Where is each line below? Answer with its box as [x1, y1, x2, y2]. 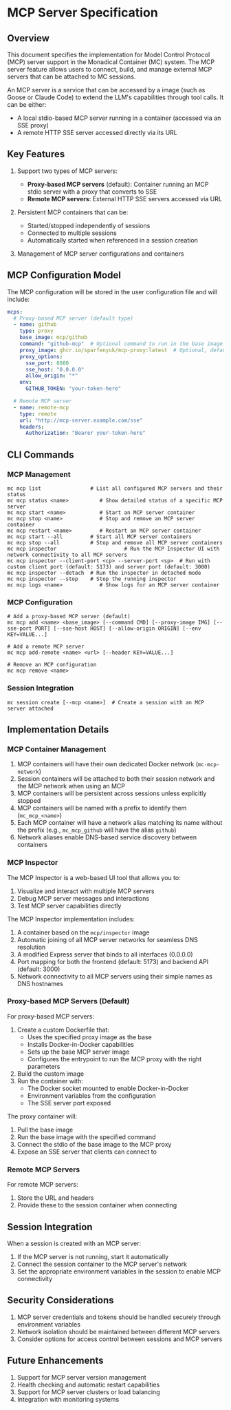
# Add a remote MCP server [7, 643, 85, 651]
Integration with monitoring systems [16, 1395, 120, 1403]
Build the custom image [16, 1070, 85, 1078]
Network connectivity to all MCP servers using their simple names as [16, 972, 213, 980]
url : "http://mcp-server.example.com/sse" [19, 417, 143, 424]
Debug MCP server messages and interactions [16, 894, 150, 902]
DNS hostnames [16, 979, 63, 988]
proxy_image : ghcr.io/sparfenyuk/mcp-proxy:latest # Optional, [19, 347, 208, 354]
